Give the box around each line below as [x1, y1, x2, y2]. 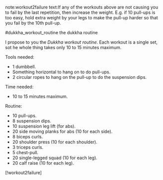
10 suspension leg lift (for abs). [12, 123, 76, 129]
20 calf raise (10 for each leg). [12, 160, 75, 166]
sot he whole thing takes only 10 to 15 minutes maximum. [5, 45, 122, 50]
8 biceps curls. [12, 134, 43, 139]
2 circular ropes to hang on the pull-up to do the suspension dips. [12, 74, 147, 80]
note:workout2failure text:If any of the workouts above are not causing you [5, 4, 158, 10]
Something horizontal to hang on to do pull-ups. [12, 69, 111, 75]
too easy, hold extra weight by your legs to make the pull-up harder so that [5, 15, 158, 20]
